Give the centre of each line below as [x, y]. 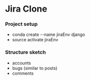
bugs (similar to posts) [35, 68]
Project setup [21, 24]
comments [23, 73]
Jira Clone [26, 9]
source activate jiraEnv [35, 40]
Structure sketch [25, 52]
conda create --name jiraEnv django [49, 34]
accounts [22, 63]
